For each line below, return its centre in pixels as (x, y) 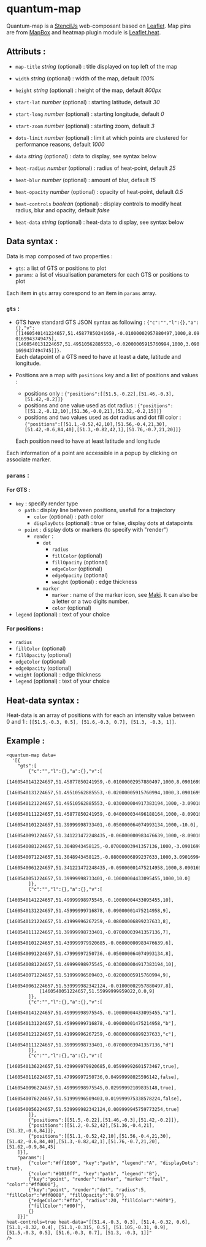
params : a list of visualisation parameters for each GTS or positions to (102, 274)
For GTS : (18, 490)
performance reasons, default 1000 (60, 144)
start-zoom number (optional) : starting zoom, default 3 (85, 126)
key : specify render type (47, 503)
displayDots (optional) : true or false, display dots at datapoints (113, 523)
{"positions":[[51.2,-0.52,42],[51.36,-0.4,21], (92, 1125)
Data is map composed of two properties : (60, 256)
